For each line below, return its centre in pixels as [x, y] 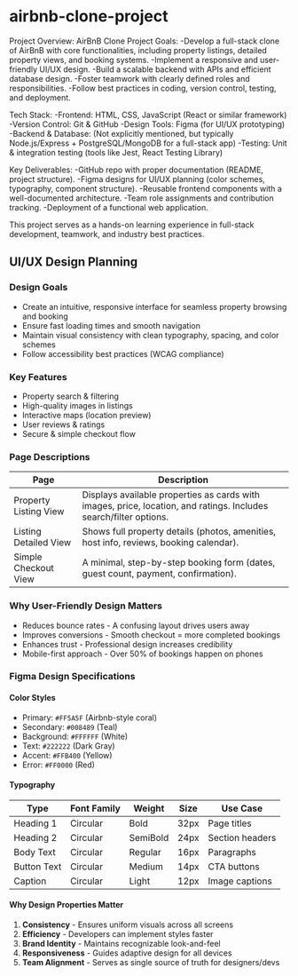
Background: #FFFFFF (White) [75, 736]
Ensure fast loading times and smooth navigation [111, 325]
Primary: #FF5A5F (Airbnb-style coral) [90, 718]
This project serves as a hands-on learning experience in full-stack [132, 225]
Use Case [242, 808]
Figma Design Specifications [72, 677]
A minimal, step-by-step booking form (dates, [179, 563]
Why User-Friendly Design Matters [86, 606]
